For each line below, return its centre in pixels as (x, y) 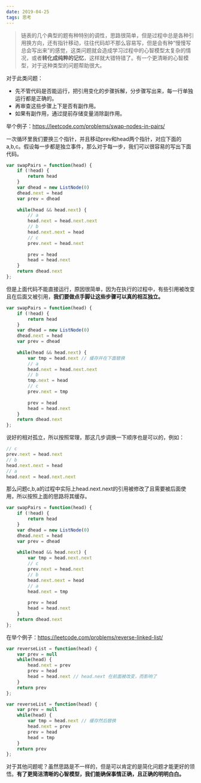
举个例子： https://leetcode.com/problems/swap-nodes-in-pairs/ (86, 126)
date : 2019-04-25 (28, 12)
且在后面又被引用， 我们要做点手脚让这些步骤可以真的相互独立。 (85, 296)
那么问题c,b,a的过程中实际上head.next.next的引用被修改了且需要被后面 (94, 489)
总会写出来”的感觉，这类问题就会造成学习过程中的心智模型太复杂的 (103, 50)
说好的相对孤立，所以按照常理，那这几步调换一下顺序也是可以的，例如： (95, 437)
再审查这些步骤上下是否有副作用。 (57, 106)
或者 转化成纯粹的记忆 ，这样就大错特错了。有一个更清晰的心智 (107, 58)
